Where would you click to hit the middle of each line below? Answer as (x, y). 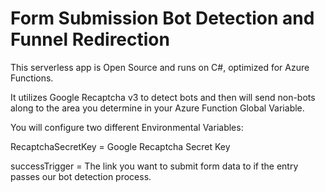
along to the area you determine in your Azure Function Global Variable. (157, 108)
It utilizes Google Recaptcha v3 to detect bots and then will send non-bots (163, 97)
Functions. (32, 78)
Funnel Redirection (90, 39)
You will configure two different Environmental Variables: (127, 127)
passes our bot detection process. (81, 176)
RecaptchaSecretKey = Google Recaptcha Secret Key (120, 146)
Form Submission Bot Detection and (162, 18)
